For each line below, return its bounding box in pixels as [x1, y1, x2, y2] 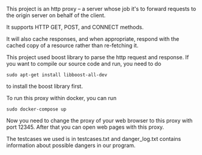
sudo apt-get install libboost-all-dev [6, 72, 108, 78]
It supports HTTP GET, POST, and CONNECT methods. [6, 24, 144, 31]
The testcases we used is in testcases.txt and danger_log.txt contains [6, 135, 181, 142]
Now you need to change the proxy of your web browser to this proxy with [6, 117, 193, 124]
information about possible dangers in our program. [6, 142, 136, 149]
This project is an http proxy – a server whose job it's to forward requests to [6, 5, 197, 12]
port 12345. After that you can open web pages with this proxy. [6, 123, 164, 131]
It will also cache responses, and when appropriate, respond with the [6, 35, 179, 42]
